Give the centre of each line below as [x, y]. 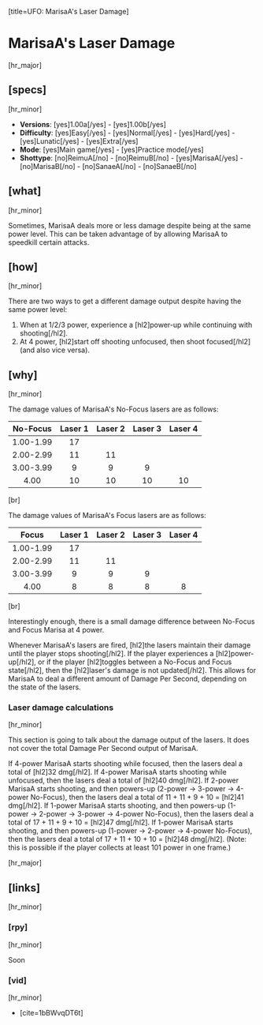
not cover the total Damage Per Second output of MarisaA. [103, 749]
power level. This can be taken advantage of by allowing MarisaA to [118, 234]
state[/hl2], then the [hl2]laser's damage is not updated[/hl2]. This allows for [132, 670]
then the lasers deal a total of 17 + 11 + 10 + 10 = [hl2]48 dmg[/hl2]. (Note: [127, 839]
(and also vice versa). [55, 350]
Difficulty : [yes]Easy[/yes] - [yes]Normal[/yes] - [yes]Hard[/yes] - [127, 133]
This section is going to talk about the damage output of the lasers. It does [129, 740]
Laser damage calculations [61, 708]
